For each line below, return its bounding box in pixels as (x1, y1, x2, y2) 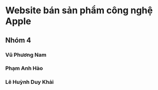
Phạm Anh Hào (5, 65, 43, 72)
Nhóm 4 (5, 36, 32, 44)
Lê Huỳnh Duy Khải (5, 79, 54, 86)
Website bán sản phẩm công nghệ (5, 5, 153, 16)
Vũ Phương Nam (5, 51, 47, 58)
